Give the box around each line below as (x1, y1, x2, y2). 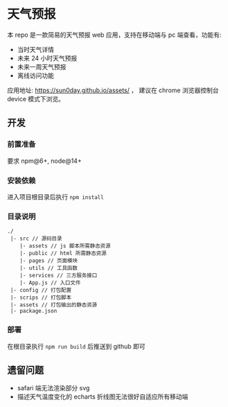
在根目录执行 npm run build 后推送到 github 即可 (7, 342, 146, 350)
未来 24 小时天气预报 (17, 53, 78, 62)
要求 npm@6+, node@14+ (7, 157, 82, 165)
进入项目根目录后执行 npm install (7, 192, 104, 201)
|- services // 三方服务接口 (19, 272, 98, 279)
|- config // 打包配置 (10, 287, 71, 294)
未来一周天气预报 (17, 62, 67, 71)
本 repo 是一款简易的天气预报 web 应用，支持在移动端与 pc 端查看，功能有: (7, 31, 222, 39)
